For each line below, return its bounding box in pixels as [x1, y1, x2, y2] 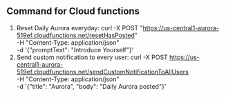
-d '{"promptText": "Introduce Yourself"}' [16, 45, 134, 54]
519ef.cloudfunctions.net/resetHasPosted [16, 31, 135, 39]
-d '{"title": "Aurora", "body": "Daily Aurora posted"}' [16, 82, 167, 90]
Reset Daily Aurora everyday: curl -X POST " [16, 23, 143, 32]
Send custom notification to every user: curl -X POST [16, 53, 169, 61]
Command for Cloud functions [6, 6, 140, 17]
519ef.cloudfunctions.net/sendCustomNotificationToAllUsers [16, 67, 189, 76]
